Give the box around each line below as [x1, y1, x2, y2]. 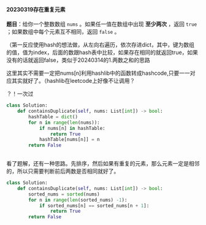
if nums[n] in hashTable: [39, 125, 105, 131]
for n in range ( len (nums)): [28, 120, 100, 126]
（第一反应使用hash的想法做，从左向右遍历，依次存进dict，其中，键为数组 [6, 41, 195, 48]
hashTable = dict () [28, 113, 78, 120]
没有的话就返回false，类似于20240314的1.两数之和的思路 [6, 56, 150, 64]
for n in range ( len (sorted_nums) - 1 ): [28, 197, 128, 203]
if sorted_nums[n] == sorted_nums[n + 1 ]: [39, 202, 150, 208]
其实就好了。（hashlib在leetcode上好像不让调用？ [11, 77, 135, 85]
